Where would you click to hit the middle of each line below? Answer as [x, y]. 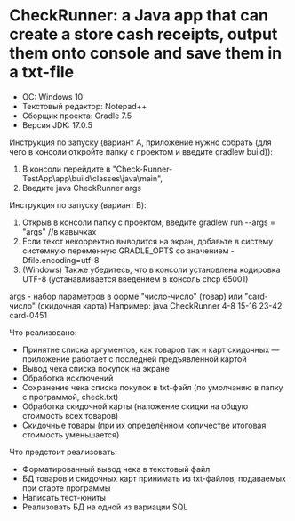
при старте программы [66, 488]
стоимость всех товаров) [70, 415]
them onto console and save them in [146, 53]
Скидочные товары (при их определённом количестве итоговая [144, 425]
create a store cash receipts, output [144, 34]
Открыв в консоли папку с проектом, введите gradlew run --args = [148, 222]
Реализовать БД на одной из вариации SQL [105, 507]
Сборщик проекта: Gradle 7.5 [77, 116]
